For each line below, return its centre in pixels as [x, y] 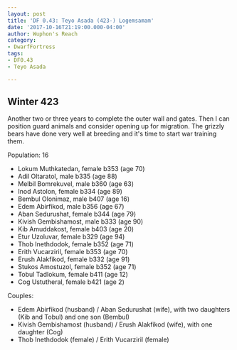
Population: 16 [28, 155]
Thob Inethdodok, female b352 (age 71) [75, 244]
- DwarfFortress [31, 47]
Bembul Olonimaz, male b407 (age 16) [74, 199]
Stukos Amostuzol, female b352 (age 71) [77, 267]
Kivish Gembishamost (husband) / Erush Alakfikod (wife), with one [115, 324]
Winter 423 [33, 102]
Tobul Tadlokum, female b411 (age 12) [73, 275]
